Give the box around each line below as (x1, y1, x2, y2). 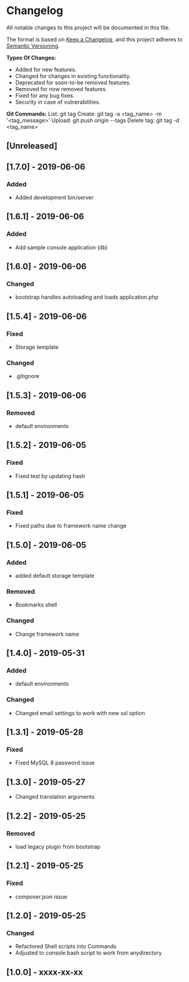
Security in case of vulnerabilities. (15, 98, 101, 106)
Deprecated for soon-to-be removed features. (15, 79, 131, 86)
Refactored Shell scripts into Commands (15, 943, 117, 950)
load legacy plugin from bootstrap (15, 843, 101, 850)
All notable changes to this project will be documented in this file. (6, 24, 171, 31)
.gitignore (15, 373, 40, 380)
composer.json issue (15, 893, 68, 900)
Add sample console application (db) (15, 244, 108, 251)
